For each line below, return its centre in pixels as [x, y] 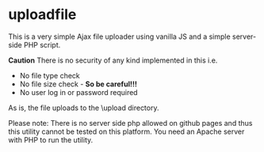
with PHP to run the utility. [51, 139]
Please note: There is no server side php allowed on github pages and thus [130, 123]
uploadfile [42, 15]
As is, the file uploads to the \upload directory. [84, 108]
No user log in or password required [78, 92]
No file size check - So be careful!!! [78, 84]
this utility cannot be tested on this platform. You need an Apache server [126, 131]
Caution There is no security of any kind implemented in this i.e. [113, 60]
